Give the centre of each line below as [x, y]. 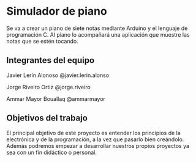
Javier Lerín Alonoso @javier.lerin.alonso [58, 75]
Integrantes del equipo [51, 60]
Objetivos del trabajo [47, 118]
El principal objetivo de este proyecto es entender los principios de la [93, 133]
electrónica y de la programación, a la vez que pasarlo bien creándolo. [95, 139]
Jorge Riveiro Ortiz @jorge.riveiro [48, 87]
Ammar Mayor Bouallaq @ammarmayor [56, 98]
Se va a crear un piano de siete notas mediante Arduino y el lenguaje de [97, 28]
